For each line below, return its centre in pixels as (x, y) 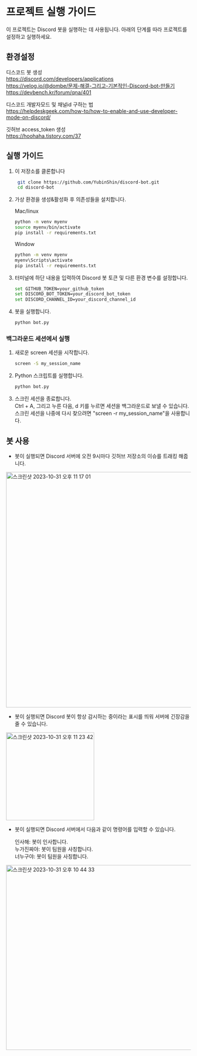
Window (25, 244)
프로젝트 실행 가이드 (51, 12)
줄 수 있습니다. (31, 724)
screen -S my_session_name (47, 364)
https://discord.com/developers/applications (60, 79)
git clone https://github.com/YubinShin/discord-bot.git (88, 182)
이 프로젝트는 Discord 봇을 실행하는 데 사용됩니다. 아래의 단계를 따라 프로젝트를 (97, 29)
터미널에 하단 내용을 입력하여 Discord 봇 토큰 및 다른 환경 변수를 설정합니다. (101, 277)
